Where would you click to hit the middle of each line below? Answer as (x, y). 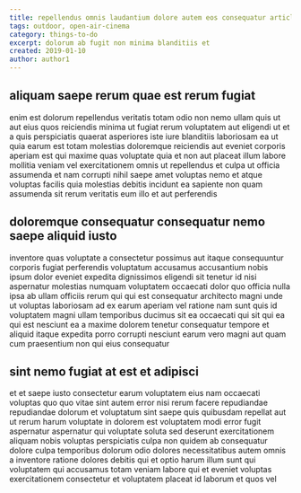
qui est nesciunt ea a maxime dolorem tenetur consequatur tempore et (139, 324)
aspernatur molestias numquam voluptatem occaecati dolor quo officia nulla (150, 286)
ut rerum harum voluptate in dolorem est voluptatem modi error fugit (135, 422)
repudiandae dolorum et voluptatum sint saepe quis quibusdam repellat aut (148, 412)
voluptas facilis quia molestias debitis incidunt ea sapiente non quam (136, 184)
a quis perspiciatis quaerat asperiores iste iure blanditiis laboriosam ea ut (144, 136)
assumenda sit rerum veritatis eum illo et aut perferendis (113, 193)
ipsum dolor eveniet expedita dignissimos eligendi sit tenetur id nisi (133, 277)
